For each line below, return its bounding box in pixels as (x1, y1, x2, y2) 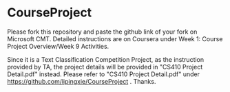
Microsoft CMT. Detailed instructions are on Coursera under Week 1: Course (7, 34, 223, 43)
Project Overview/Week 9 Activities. (7, 42, 109, 50)
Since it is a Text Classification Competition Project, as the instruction (7, 55, 205, 63)
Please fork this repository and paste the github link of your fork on (7, 27, 198, 36)
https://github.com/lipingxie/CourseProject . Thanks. (7, 77, 156, 85)
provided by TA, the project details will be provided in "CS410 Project (7, 62, 203, 71)
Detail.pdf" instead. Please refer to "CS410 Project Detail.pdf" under (7, 70, 200, 78)
